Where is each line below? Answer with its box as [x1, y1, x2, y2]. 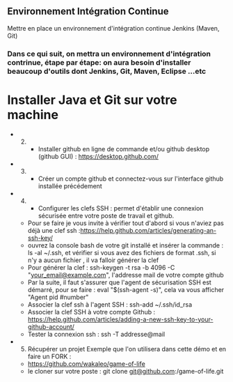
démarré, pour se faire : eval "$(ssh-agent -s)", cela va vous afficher [27, 285, 225, 293]
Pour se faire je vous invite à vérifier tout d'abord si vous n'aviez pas [27, 219, 224, 227]
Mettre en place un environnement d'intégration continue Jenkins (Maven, [7, 24, 220, 32]
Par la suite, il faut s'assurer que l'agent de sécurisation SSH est [27, 278, 212, 286]
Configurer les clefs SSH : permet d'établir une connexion [38, 204, 204, 212]
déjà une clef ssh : [27, 226, 81, 234]
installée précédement [38, 181, 102, 190]
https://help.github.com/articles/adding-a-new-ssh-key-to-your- [27, 315, 214, 323]
